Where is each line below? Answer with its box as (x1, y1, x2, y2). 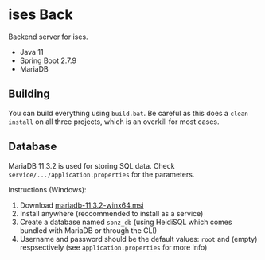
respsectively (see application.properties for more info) (19, 243, 208, 252)
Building (8, 87, 50, 101)
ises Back (8, 6, 73, 24)
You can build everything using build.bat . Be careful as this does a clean (8, 108, 248, 118)
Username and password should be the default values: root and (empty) (19, 234, 258, 243)
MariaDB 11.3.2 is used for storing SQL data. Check (8, 161, 175, 170)
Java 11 (19, 47, 44, 56)
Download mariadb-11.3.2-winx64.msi (19, 200, 144, 210)
